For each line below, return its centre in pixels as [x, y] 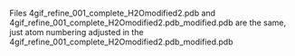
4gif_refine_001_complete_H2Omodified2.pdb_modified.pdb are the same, [148, 23]
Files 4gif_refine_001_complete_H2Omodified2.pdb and [112, 13]
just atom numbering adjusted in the [76, 32]
